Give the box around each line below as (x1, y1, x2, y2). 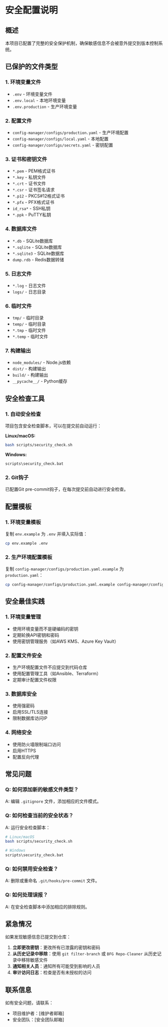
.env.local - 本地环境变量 (12, 97, 66, 103)
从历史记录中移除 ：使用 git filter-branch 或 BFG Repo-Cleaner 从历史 (12, 951, 157, 957)
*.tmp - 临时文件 (12, 327, 46, 333)
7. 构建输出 (5, 347, 31, 354)
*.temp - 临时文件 (12, 333, 48, 340)
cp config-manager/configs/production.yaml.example (5, 582, 115, 587)
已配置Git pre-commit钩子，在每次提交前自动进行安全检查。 (5, 486, 128, 492)
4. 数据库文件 (5, 225, 37, 232)
